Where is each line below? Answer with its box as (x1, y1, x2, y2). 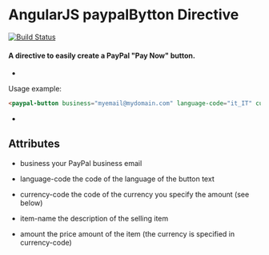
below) (19, 198, 43, 208)
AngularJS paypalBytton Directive (8, 6, 239, 24)
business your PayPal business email (19, 158, 143, 168)
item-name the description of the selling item (19, 213, 169, 223)
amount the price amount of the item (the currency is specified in (19, 229, 235, 238)
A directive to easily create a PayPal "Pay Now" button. (8, 51, 196, 60)
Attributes (8, 137, 60, 151)
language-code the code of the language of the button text (19, 174, 215, 184)
